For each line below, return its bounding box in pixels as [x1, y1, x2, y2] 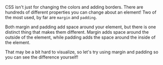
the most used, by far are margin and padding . [5, 15, 97, 20]
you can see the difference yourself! [5, 54, 79, 60]
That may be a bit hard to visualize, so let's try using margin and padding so [5, 49, 159, 55]
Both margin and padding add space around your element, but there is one [5, 24, 156, 30]
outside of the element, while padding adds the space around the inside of [5, 34, 156, 40]
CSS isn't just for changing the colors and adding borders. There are [5, 4, 143, 10]
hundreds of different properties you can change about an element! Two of [5, 9, 157, 15]
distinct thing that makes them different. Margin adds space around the [5, 29, 149, 35]
